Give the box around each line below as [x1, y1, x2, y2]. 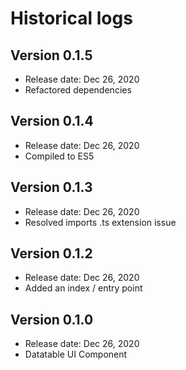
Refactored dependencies [24, 84, 132, 96]
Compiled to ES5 [24, 150, 95, 162]
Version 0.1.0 [10, 311, 94, 328]
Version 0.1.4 [10, 113, 94, 130]
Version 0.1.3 [10, 179, 93, 196]
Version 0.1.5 [10, 47, 93, 64]
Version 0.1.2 [10, 245, 93, 262]
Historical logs [10, 7, 133, 30]
